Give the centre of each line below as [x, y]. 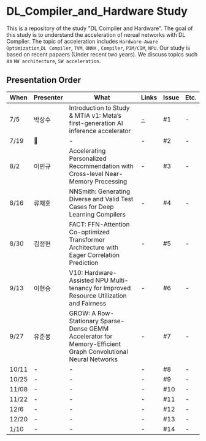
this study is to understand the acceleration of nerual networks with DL [96, 34]
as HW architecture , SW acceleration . [54, 61]
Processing [111, 181]
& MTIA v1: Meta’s [95, 115]
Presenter [48, 98]
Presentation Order [44, 80]
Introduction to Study [99, 107]
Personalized [88, 158]
